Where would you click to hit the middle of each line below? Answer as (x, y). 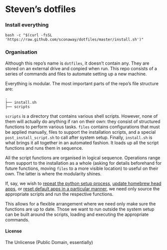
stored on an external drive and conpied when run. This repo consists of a (81, 68)
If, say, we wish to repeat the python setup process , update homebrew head (83, 183)
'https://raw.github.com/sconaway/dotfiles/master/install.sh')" (74, 40)
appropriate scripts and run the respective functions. (59, 194)
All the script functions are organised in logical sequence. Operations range (83, 158)
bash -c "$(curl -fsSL (29, 35)
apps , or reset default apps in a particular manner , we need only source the (83, 188)
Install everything (27, 25)
